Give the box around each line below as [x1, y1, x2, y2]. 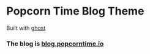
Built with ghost [6, 24, 46, 32]
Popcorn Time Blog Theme [6, 4, 144, 18]
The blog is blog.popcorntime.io [6, 39, 104, 48]
